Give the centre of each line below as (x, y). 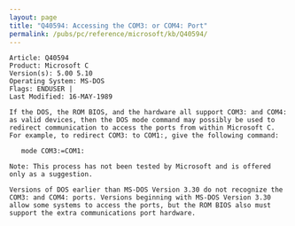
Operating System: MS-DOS (57, 82)
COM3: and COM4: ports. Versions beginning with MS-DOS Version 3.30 (140, 198)
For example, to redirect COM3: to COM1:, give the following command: (144, 136)
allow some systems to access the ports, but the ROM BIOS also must (140, 206)
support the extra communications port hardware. (103, 214)
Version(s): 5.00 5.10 (51, 74)
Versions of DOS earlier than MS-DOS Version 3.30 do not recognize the (146, 190)
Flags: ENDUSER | (41, 90)
